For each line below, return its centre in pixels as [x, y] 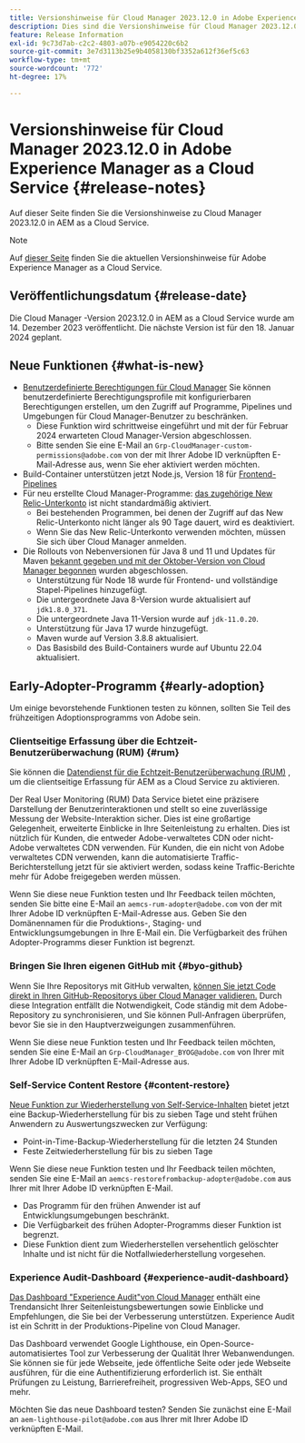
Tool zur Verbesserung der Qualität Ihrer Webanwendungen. [182, 1353]
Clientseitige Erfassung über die [82, 741]
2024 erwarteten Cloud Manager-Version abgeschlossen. [144, 436]
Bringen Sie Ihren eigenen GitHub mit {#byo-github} [126, 966]
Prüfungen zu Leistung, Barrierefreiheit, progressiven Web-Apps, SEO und [148, 1382]
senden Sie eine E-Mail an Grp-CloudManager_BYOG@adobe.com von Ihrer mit [147, 1052]
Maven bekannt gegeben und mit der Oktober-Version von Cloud [144, 561]
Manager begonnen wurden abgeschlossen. [105, 571]
